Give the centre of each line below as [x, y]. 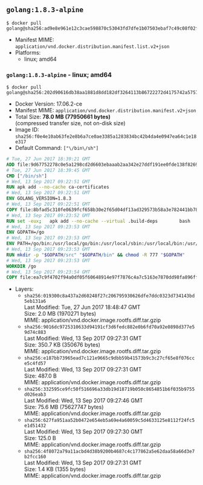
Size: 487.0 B [40, 376]
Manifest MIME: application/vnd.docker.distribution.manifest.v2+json [105, 110]
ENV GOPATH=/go [25, 232]
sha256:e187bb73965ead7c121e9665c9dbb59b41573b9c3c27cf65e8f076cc [109, 358]
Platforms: [28, 52]
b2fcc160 [35, 457]
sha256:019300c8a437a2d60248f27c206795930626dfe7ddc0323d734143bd [109, 296]
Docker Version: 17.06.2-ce [49, 104]
